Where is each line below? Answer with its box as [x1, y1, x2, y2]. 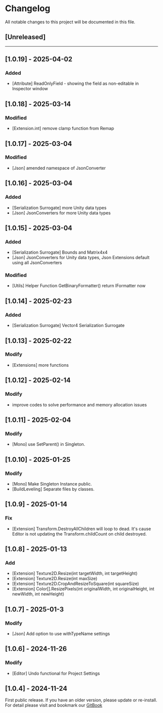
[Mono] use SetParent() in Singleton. [12, 441, 85, 447]
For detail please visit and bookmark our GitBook [5, 702, 103, 708]
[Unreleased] [5, 33, 46, 41]
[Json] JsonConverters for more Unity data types [12, 210, 111, 216]
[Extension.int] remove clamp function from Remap [12, 126, 114, 131]
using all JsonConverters [12, 260, 62, 266]
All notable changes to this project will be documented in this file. [5, 19, 136, 25]
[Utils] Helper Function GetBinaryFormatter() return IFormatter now [12, 283, 146, 289]
